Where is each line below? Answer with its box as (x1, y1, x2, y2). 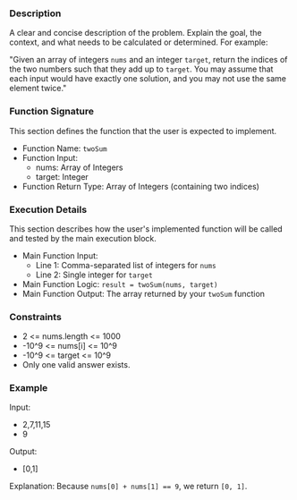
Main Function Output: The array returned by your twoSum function (21, 288, 266, 299)
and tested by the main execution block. (9, 233, 157, 243)
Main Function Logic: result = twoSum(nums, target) (21, 278, 218, 289)
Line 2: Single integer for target (35, 269, 154, 280)
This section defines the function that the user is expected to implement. (9, 125, 277, 136)
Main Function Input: (21, 250, 98, 261)
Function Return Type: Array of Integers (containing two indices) (21, 181, 259, 191)
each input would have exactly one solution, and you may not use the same (9, 73, 286, 84)
